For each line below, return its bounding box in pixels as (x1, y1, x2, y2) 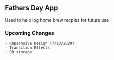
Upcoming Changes (5, 29, 54, 36)
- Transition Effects (5, 45, 50, 50)
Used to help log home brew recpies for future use (5, 17, 109, 23)
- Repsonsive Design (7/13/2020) (5, 41, 75, 46)
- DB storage (5, 50, 32, 55)
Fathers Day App (5, 4, 58, 12)
